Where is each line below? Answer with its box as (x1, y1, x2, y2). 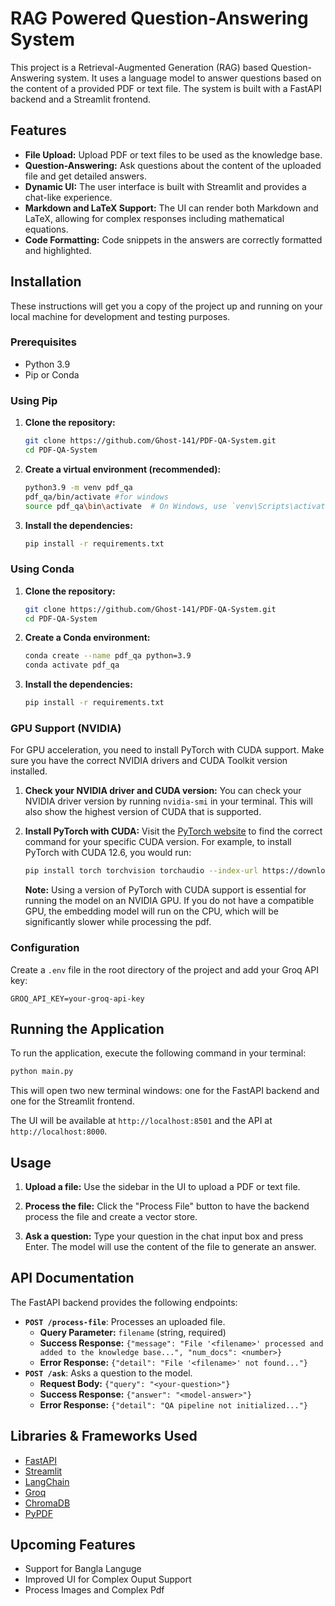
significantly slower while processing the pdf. (24, 916, 212, 928)
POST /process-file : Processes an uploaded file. (24, 1315, 226, 1327)
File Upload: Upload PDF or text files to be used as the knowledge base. (24, 148, 323, 161)
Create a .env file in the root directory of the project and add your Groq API (10, 963, 319, 976)
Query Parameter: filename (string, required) (39, 1326, 227, 1338)
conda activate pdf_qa (24, 660, 120, 671)
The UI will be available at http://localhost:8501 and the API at (10, 1115, 273, 1127)
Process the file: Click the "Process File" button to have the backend (24, 1200, 310, 1212)
